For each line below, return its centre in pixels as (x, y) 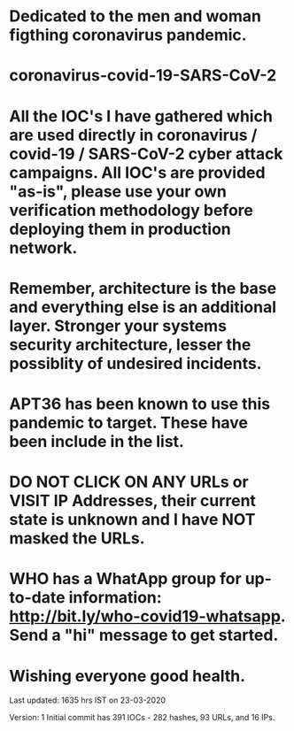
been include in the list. (97, 441)
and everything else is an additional (143, 307)
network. (43, 247)
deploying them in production (120, 229)
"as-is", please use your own (118, 191)
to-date (37, 598)
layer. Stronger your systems (118, 326)
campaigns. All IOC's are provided (137, 172)
